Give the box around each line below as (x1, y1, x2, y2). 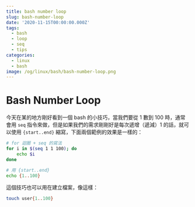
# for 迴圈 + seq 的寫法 (6, 140, 62, 147)
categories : (6, 52, 35, 58)
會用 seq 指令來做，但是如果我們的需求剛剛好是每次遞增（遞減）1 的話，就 (6, 121, 184, 128)
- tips (11, 47, 27, 53)
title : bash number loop (6, 8, 67, 15)
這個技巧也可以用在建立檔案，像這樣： (6, 184, 98, 191)
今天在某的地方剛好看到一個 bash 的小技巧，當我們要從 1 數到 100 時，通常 (6, 114, 186, 121)
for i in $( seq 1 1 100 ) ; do (6, 146, 77, 152)
